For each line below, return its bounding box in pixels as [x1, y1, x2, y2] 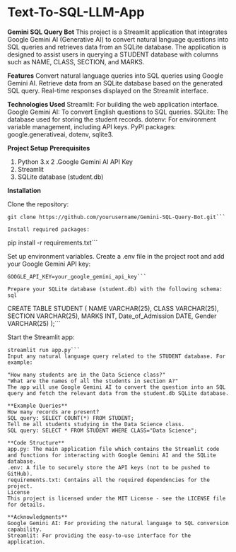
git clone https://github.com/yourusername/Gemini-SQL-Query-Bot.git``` [7, 213, 226, 221]
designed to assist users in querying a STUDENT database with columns [7, 50, 219, 59]
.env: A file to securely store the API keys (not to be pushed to [7, 464, 211, 471]
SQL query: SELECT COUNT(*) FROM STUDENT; [7, 414, 134, 421]
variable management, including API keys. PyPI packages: [7, 122, 177, 131]
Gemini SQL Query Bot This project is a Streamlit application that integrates [7, 28, 228, 36]
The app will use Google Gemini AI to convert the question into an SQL [7, 383, 226, 391]
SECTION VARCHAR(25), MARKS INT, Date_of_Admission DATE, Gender [7, 312, 217, 320]
